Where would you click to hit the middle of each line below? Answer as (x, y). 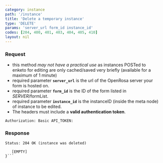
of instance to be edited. (37, 107)
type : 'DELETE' (21, 23)
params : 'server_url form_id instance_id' (49, 28)
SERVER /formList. (30, 96)
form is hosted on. (31, 86)
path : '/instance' (24, 14)
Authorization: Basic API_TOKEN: (39, 121)
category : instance (25, 10)
